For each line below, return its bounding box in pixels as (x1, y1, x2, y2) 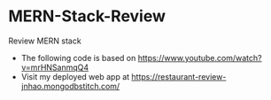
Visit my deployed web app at (20, 71, 130, 81)
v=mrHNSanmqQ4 (20, 62, 89, 73)
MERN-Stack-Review (8, 6, 166, 27)
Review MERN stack (8, 35, 81, 46)
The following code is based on (20, 52, 136, 63)
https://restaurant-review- (131, 71, 227, 81)
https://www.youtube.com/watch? (137, 52, 262, 63)
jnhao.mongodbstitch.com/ (20, 81, 120, 91)
